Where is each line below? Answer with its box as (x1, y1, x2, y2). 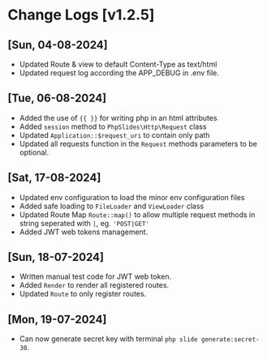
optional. (19, 147, 50, 157)
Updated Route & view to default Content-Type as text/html (19, 59, 217, 69)
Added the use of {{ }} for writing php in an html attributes (19, 113, 217, 122)
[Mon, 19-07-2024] (7, 312, 107, 326)
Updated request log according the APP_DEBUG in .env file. (19, 68, 220, 78)
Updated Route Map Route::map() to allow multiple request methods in (19, 209, 256, 220)
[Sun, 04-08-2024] (7, 38, 108, 52)
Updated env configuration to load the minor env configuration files (19, 192, 245, 202)
